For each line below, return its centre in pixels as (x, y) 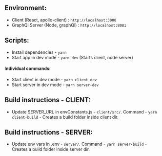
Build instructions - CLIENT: (48, 100)
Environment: (26, 8)
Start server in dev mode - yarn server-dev (55, 85)
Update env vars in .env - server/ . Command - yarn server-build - (79, 144)
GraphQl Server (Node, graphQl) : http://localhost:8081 (69, 25)
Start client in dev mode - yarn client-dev (54, 79)
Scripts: (17, 40)
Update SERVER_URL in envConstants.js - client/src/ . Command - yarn (84, 111)
